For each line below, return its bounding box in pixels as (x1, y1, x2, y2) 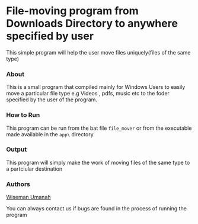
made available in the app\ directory (6, 130, 94, 137)
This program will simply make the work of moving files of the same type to (6, 159, 190, 166)
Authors (6, 180, 31, 188)
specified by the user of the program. (6, 96, 98, 103)
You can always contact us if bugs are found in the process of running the (6, 205, 187, 212)
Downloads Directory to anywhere (6, 17, 178, 30)
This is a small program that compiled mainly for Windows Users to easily (6, 84, 186, 91)
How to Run (6, 111, 40, 119)
